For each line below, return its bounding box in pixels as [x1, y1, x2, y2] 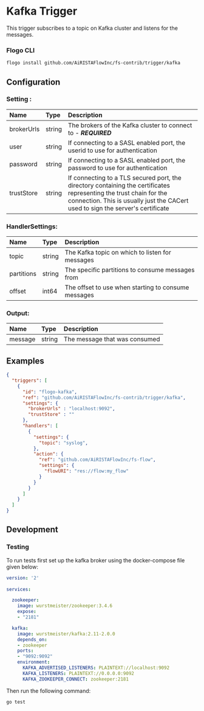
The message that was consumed [63, 335, 160, 343]
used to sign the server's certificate [67, 204, 169, 212]
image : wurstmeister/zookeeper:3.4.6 [17, 603, 113, 609]
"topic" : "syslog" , [38, 440, 88, 446]
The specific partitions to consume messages [64, 266, 195, 275]
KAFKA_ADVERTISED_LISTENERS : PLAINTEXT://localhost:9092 [22, 665, 170, 671]
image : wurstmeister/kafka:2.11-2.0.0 [17, 631, 115, 637]
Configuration [6, 77, 61, 87]
